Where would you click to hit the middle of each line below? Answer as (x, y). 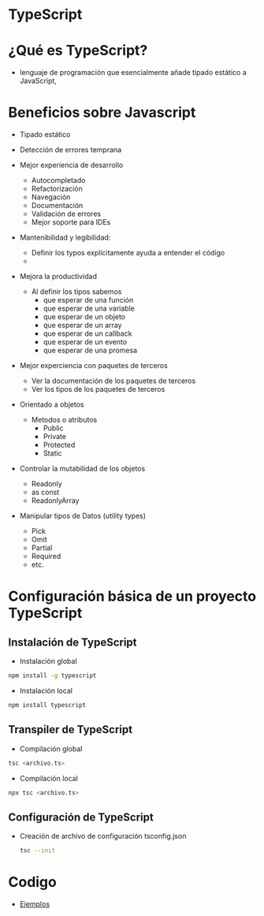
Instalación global (48, 661)
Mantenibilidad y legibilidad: (65, 237)
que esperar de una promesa (90, 350)
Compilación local (49, 778)
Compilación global (51, 748)
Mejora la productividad (58, 277)
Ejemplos (34, 904)
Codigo (32, 882)
